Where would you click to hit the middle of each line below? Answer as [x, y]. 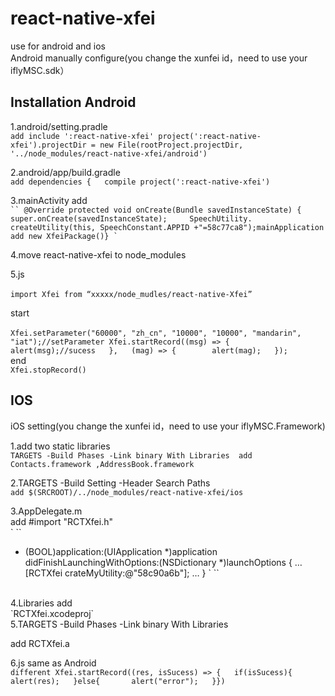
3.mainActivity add [49, 200]
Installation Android [73, 102]
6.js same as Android [53, 663]
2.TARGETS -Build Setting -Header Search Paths [110, 483]
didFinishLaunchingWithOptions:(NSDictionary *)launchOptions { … [163, 562]
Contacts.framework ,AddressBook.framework [102, 464]
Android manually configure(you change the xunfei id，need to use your [159, 58]
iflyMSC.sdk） [40, 70]
